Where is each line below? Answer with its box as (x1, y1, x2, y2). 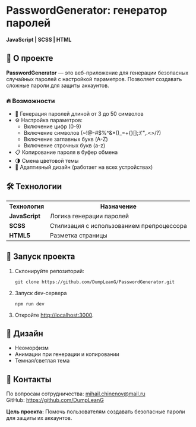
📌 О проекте (6, 53, 53, 63)
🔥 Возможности (6, 97, 55, 105)
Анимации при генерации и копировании (14, 351, 120, 358)
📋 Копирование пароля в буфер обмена (14, 148, 118, 156)
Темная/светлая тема (14, 357, 70, 364)
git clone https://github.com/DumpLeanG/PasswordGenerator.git (14, 279, 175, 285)
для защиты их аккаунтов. (6, 414, 72, 422)
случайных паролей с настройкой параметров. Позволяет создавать (6, 75, 182, 82)
